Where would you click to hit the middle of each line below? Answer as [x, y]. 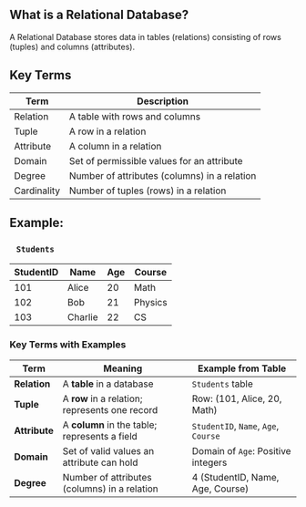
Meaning [123, 368]
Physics [150, 303]
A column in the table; [110, 425]
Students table [222, 384]
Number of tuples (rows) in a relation [148, 191]
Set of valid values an [108, 450]
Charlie [82, 317]
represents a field [100, 436]
